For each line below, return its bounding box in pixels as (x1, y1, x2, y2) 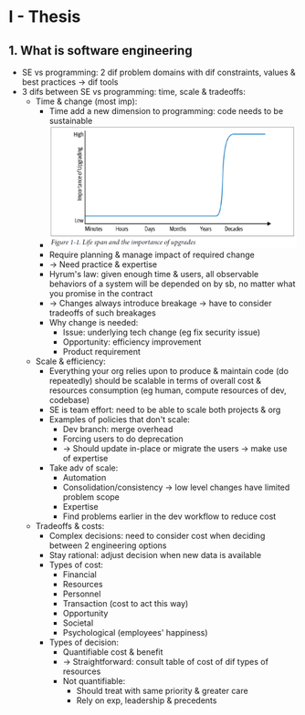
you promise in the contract (48, 288, 153, 299)
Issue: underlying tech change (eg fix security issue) (62, 326, 261, 338)
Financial (62, 569, 97, 580)
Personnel (62, 588, 101, 599)
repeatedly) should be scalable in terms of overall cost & (48, 376, 262, 387)
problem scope (62, 492, 121, 503)
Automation (62, 472, 107, 483)
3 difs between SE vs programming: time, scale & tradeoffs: (21, 87, 246, 97)
